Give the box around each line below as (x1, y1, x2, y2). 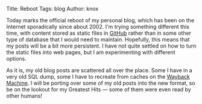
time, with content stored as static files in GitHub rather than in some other (6, 29, 192, 37)
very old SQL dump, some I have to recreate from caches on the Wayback (6, 73, 190, 80)
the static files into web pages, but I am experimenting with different (6, 49, 176, 56)
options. (6, 55, 27, 62)
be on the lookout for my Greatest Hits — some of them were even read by (6, 86, 191, 93)
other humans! (6, 93, 42, 99)
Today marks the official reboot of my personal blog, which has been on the (6, 17, 195, 23)
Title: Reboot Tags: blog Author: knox (6, 5, 99, 12)
